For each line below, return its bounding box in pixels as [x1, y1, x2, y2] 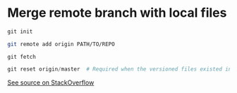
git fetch [7, 53, 37, 60]
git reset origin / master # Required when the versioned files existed [7, 65, 222, 73]
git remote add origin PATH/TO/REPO [7, 41, 115, 48]
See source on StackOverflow [7, 78, 95, 87]
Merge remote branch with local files [7, 5, 227, 21]
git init [7, 28, 33, 35]
